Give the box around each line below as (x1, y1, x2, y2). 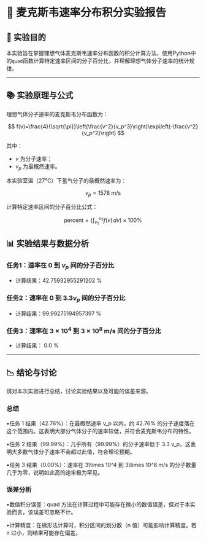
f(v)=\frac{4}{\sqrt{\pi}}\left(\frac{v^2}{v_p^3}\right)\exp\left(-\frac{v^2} (16, 122, 199, 130)
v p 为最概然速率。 (15, 162, 61, 171)
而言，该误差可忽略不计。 (11, 508, 77, 516)
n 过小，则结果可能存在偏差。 (6, 529, 82, 536)
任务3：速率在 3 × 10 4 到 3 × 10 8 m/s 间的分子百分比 (6, 325, 161, 336)
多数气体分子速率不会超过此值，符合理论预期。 (17, 448, 135, 455)
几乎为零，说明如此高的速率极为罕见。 (6, 468, 103, 476)
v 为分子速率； (15, 155, 53, 162)
